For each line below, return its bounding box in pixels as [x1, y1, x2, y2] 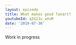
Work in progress [5, 34, 40, 40]
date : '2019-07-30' [5, 21, 45, 26]
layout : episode [5, 7, 38, 12]
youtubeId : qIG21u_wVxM [5, 16, 54, 21]
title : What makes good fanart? [5, 12, 71, 17]
